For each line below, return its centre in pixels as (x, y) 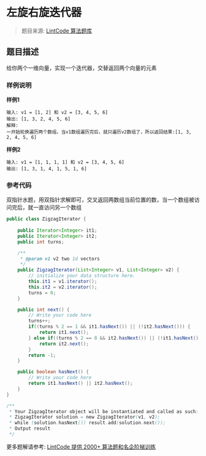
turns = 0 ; (42, 293)
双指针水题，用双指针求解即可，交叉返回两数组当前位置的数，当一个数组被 (100, 200)
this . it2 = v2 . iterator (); (63, 287)
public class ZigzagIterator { (46, 219)
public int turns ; (41, 242)
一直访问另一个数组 (57, 207)
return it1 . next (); (64, 332)
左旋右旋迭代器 (44, 13)
